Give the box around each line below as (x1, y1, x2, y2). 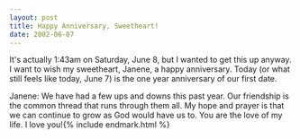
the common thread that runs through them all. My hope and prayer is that (9, 100, 285, 111)
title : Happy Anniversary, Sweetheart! (9, 22, 159, 30)
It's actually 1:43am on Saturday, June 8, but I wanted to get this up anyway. (9, 55, 292, 65)
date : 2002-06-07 (9, 30, 75, 39)
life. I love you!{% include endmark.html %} (9, 119, 171, 130)
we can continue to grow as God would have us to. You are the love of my (9, 109, 283, 121)
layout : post (9, 13, 59, 22)
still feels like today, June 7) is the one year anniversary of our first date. (9, 74, 277, 84)
